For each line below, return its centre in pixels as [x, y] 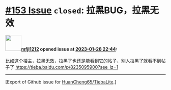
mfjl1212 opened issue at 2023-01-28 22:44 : [69, 49]
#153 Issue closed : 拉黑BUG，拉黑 [78, 10]
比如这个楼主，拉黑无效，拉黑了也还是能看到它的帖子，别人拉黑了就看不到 [83, 61]
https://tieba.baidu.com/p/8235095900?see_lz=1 [67, 67]
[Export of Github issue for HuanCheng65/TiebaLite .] [61, 82]
